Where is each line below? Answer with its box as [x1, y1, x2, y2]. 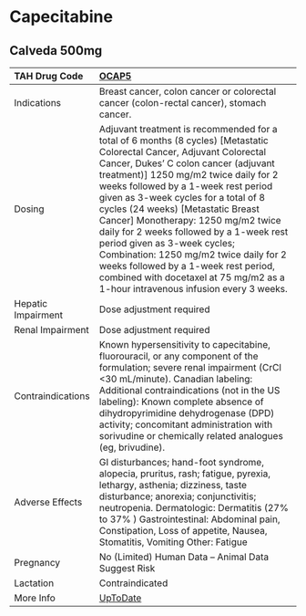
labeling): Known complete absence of [98, 395, 264, 408]
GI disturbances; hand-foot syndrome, [98, 456, 264, 468]
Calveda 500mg [9, 43, 103, 58]
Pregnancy [14, 557, 61, 569]
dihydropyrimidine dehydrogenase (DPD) [98, 407, 275, 419]
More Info [14, 591, 56, 604]
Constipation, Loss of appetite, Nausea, [98, 525, 268, 537]
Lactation [14, 577, 55, 590]
